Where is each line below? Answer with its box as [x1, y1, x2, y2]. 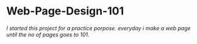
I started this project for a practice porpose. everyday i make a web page [6, 24, 191, 31]
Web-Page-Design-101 [6, 4, 124, 18]
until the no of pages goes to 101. [6, 31, 90, 38]
